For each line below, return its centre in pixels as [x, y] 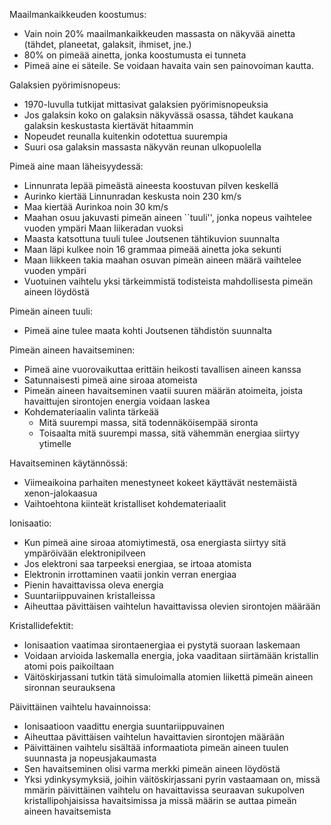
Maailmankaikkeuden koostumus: [78, 14]
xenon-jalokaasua [60, 493]
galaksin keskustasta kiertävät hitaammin [108, 125]
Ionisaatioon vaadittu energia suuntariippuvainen [124, 726]
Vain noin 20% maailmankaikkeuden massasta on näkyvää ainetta [159, 33]
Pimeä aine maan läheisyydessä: [76, 166]
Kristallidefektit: [41, 625]
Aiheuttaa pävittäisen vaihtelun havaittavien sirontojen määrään [154, 737]
